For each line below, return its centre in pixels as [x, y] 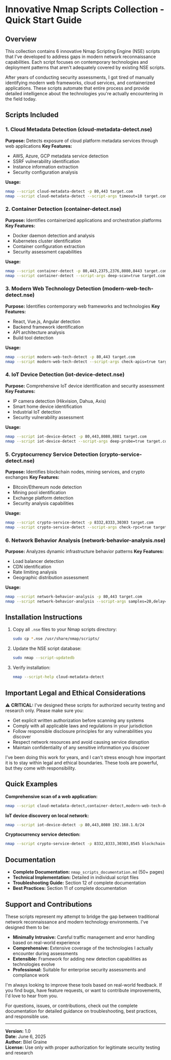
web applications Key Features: [39, 146]
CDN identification [32, 566]
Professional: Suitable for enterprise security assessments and [79, 969]
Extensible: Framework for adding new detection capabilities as [80, 959]
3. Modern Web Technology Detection [53, 289]
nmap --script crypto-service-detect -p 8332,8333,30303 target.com [79, 522]
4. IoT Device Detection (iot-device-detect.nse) [65, 374]
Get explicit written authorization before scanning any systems [78, 720]
